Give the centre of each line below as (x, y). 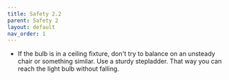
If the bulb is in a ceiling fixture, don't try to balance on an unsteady (116, 54)
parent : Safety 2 (33, 21)
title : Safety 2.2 (34, 14)
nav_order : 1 (27, 34)
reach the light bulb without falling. (68, 69)
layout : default (31, 27)
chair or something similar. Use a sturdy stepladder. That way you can (119, 62)
